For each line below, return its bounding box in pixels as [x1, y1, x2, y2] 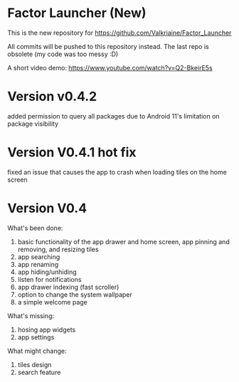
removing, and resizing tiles [17, 245, 99, 253]
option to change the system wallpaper [17, 290, 133, 299]
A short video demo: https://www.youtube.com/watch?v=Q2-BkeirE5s [7, 63, 213, 72]
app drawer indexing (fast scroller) [17, 283, 119, 291]
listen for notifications [17, 275, 82, 283]
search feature [17, 368, 61, 376]
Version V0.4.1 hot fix [7, 144, 137, 160]
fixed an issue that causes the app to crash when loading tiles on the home [7, 168, 228, 176]
